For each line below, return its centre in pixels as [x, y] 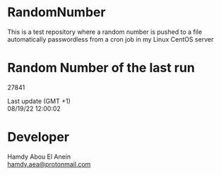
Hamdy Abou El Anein [39, 157]
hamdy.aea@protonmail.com [49, 164]
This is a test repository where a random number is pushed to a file [105, 32]
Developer [38, 137]
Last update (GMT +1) [39, 101]
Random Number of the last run [101, 68]
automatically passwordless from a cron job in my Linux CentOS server [110, 39]
